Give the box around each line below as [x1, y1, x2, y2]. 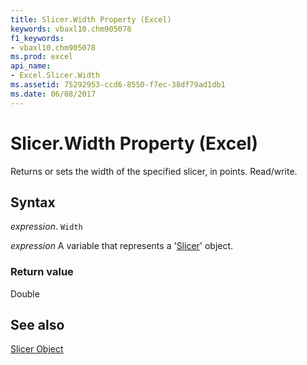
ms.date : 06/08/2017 [10, 89, 97, 99]
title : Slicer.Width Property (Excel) [10, 14, 172, 25]
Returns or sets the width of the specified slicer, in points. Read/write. [10, 165, 298, 177]
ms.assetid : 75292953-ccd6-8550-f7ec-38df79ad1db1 [10, 80, 226, 90]
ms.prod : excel [10, 52, 74, 62]
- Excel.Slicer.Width [10, 71, 101, 81]
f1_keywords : [10, 33, 65, 43]
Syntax [10, 194, 56, 211]
